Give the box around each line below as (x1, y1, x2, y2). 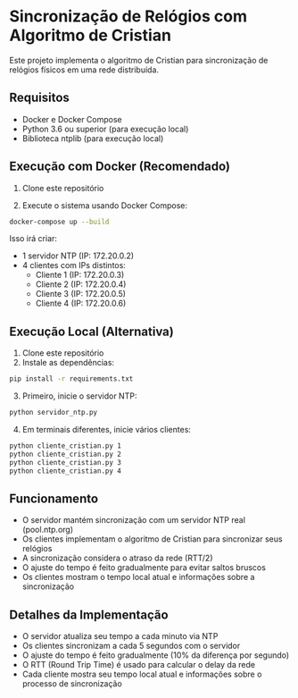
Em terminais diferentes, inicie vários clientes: (21, 425, 192, 434)
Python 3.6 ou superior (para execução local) (21, 123, 189, 134)
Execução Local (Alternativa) (9, 324, 174, 339)
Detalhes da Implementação (9, 607, 169, 622)
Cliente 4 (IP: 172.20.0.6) (35, 298, 127, 309)
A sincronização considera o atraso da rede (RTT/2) (21, 552, 213, 564)
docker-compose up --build (9, 217, 110, 226)
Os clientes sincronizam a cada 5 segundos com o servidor (21, 641, 241, 652)
